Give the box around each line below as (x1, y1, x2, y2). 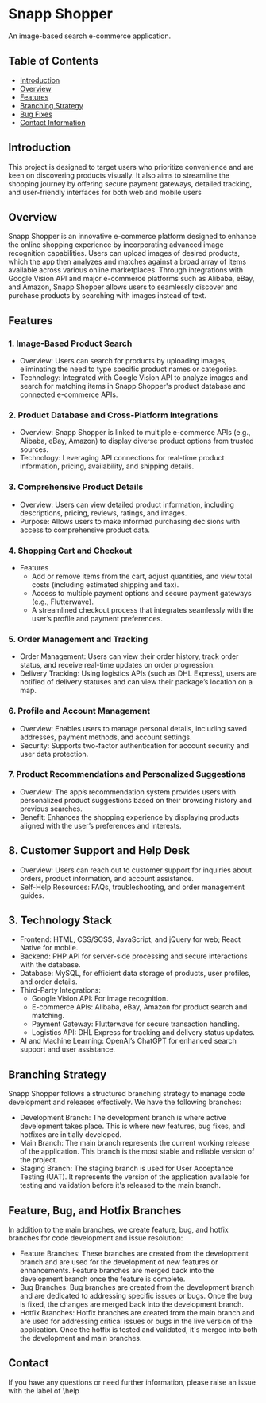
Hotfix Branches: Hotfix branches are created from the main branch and (19, 1308, 255, 1318)
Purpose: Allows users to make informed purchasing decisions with (19, 516, 241, 526)
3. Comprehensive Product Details (8, 481, 144, 492)
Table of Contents (8, 54, 99, 68)
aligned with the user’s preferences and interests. (19, 821, 182, 830)
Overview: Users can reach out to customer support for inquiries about (19, 865, 253, 875)
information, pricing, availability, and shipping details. (19, 461, 195, 471)
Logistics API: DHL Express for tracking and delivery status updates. (31, 1028, 256, 1037)
